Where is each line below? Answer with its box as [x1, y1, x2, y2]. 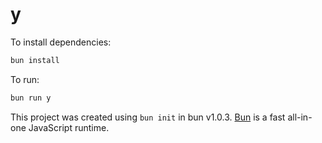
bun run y [10, 93, 52, 103]
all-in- [287, 111, 313, 123]
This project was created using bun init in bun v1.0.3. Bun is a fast [10, 111, 286, 123]
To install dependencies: [10, 36, 112, 48]
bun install [10, 55, 60, 65]
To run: [10, 73, 40, 85]
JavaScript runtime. [28, 121, 110, 133]
